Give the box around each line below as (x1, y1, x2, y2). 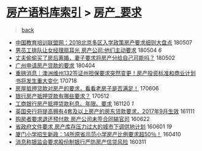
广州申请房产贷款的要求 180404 (15, 62, 95, 69)
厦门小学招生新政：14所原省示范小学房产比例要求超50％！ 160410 (15, 130, 182, 138)
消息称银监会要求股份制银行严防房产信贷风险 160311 (15, 138, 146, 145)
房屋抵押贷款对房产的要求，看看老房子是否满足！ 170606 (15, 84, 159, 92)
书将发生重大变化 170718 (15, 77, 77, 84)
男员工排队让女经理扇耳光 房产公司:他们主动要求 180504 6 (15, 46, 162, 54)
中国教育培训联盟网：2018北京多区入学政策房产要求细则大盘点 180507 (15, 39, 193, 46)
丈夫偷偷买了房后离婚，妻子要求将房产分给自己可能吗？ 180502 (15, 54, 176, 61)
